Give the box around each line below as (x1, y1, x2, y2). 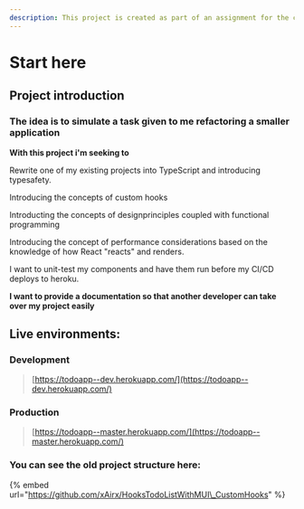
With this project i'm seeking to (9, 146, 129, 158)
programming (9, 219, 61, 230)
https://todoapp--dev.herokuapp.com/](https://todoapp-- (34, 374, 249, 385)
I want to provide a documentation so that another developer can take (9, 290, 277, 301)
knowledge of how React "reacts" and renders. (9, 246, 185, 257)
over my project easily (9, 300, 95, 311)
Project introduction (9, 88, 125, 104)
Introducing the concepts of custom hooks (9, 192, 168, 203)
